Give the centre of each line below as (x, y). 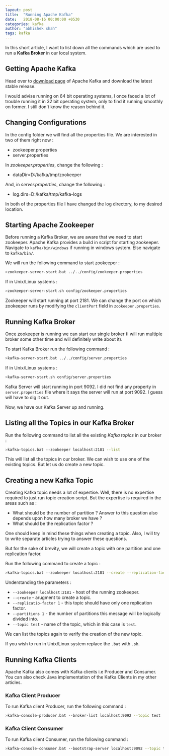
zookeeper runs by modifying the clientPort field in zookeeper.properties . (83, 306)
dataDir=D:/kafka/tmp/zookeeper (47, 175)
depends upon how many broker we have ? (57, 518)
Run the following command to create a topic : (53, 564)
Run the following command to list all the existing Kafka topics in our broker (83, 435)
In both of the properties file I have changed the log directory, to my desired (84, 204)
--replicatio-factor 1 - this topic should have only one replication (82, 603)
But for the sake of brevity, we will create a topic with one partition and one (83, 549)
